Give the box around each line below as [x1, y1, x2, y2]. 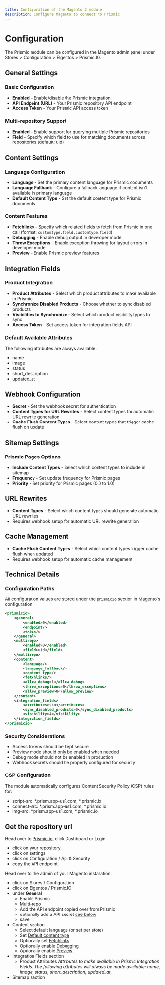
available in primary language [12, 190, 72, 196]
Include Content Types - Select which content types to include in [12, 464, 146, 470]
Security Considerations [5, 733, 65, 739]
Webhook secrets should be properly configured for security [12, 760, 135, 766]
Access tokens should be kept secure [12, 744, 89, 750]
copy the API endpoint [12, 861, 58, 867]
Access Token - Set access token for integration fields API [12, 322, 132, 328]
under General [12, 890, 42, 896]
